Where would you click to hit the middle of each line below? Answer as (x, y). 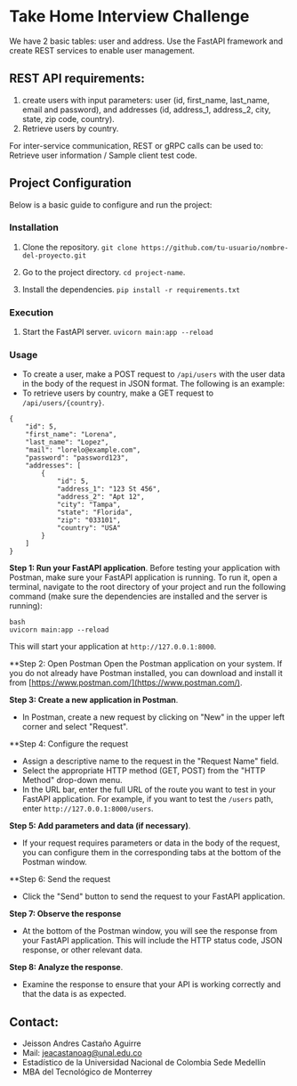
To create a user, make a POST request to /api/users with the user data (153, 374)
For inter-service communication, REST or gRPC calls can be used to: (136, 145)
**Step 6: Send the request (60, 879)
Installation (34, 227)
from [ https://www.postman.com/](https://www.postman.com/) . (126, 682)
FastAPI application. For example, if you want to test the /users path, (148, 799)
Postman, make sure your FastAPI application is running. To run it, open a (144, 577)
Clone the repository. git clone (80, 247)
